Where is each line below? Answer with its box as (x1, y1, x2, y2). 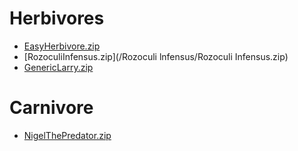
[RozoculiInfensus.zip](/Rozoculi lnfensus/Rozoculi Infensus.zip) (23, 50, 289, 62)
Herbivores (9, 7, 105, 30)
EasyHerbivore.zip (23, 40, 101, 52)
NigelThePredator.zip (23, 129, 112, 141)
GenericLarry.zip (23, 61, 94, 73)
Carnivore (9, 97, 94, 119)
